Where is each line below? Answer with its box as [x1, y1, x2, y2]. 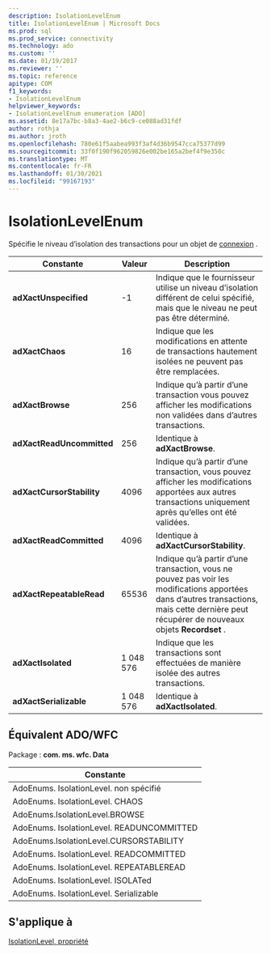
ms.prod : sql [8, 27, 52, 35]
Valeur [121, 258, 148, 269]
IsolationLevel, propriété [8, 936, 89, 947]
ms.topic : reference [8, 72, 78, 80]
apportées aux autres [156, 486, 236, 498]
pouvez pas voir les [156, 573, 230, 584]
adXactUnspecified [12, 292, 89, 303]
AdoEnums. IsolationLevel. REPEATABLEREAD [12, 861, 186, 872]
